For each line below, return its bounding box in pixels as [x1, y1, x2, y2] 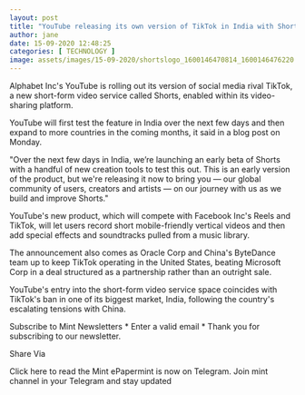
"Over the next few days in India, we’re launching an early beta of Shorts [9, 154, 281, 164]
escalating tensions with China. [9, 303, 126, 314]
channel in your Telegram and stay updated [9, 376, 172, 386]
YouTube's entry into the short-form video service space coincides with [9, 284, 278, 295]
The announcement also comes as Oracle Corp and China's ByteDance [9, 247, 276, 258]
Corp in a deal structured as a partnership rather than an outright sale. [9, 267, 272, 277]
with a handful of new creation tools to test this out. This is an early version [9, 164, 290, 174]
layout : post [9, 13, 59, 23]
